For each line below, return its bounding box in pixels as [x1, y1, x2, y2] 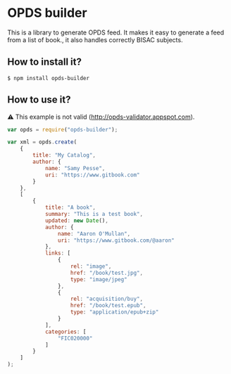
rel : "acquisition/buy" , [70, 295, 143, 303]
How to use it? [7, 93, 71, 106]
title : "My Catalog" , [32, 152, 96, 159]
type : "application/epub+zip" [70, 309, 159, 316]
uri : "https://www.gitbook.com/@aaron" [57, 237, 175, 244]
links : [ [44, 250, 71, 257]
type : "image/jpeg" [70, 276, 128, 283]
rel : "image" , [70, 263, 112, 270]
